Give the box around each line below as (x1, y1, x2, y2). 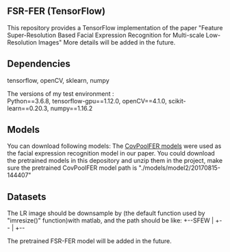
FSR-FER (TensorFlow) (7, 5, 106, 17)
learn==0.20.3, (7, 104, 49, 112)
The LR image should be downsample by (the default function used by (7, 209, 205, 218)
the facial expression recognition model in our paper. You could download (7, 149, 216, 157)
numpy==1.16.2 (50, 104, 93, 112)
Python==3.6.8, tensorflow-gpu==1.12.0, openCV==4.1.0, (7, 97, 168, 105)
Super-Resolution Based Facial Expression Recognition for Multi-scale (7, 31, 205, 39)
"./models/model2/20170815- (138, 164, 221, 172)
